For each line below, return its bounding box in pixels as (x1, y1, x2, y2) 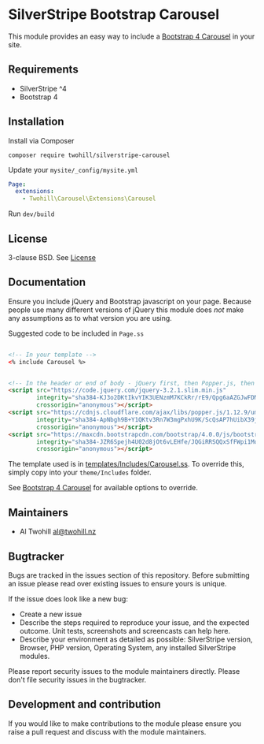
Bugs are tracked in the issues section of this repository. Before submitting (8, 570, 250, 580)
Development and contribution (8, 697, 161, 711)
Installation (8, 115, 64, 128)
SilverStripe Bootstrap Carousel (8, 6, 220, 24)
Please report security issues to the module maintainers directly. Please (8, 666, 240, 675)
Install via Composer (8, 136, 75, 145)
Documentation (8, 276, 86, 289)
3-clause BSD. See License (8, 253, 97, 262)
